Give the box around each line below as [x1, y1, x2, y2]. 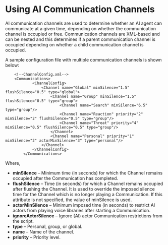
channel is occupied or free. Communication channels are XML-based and [5, 31, 160, 37]
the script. [12, 218, 34, 224]
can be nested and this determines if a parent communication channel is [5, 36, 155, 42]
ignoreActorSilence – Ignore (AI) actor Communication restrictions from [12, 213, 162, 219]
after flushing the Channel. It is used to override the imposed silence [12, 186, 155, 192]
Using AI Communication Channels [5, 4, 155, 15]
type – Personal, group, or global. [12, 223, 83, 229]
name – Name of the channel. [12, 228, 75, 235]
